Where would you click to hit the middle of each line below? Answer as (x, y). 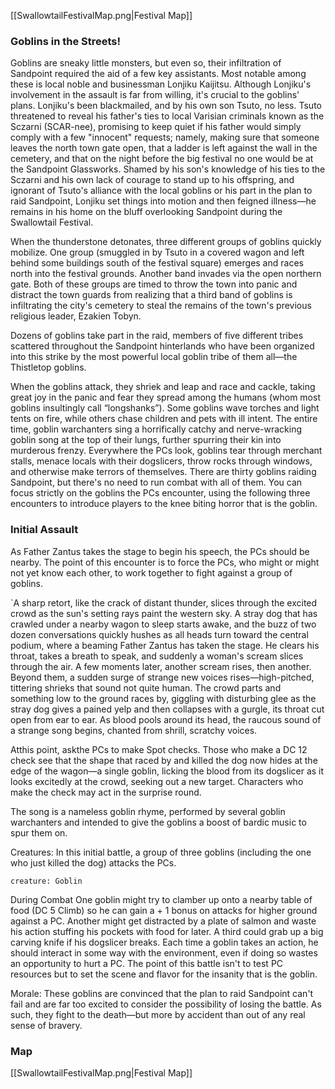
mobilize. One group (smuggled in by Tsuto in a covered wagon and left (157, 252)
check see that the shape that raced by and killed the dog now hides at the (164, 760)
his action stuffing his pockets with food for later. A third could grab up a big (167, 931)
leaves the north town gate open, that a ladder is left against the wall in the (164, 148)
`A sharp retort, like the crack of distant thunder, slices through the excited (164, 602)
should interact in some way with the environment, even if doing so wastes (164, 952)
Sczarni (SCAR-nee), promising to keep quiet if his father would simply (156, 127)
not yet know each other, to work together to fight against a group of (151, 572)
